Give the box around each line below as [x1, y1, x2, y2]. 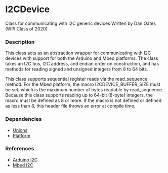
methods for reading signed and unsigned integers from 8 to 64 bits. [5, 66, 148, 72]
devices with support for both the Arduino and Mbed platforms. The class [5, 55, 158, 61]
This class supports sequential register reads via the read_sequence [5, 76, 148, 82]
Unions [12, 127, 28, 133]
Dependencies [5, 116, 42, 123]
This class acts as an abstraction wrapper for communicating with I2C [5, 50, 151, 56]
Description [5, 38, 35, 45]
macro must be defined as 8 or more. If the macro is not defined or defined [5, 97, 162, 103]
